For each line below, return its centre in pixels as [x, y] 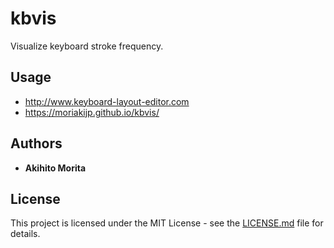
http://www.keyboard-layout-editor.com [107, 101]
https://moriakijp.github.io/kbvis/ [92, 112]
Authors [36, 143]
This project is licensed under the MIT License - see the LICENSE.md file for [167, 223]
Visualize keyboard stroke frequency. [87, 46]
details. [25, 234]
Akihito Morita [55, 168]
